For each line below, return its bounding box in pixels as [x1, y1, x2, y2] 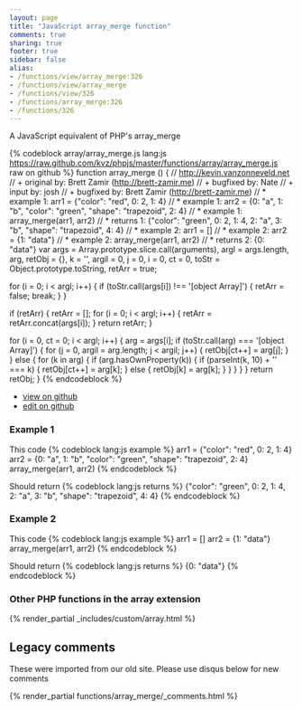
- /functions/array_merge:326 [9, 97, 124, 107]
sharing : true [9, 38, 63, 48]
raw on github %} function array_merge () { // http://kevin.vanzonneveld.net [9, 167, 290, 178]
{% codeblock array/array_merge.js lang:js [9, 148, 167, 159]
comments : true [9, 30, 67, 39]
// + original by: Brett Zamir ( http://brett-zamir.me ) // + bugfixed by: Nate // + [9, 177, 294, 188]
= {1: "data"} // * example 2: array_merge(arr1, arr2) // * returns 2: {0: [9, 234, 265, 245]
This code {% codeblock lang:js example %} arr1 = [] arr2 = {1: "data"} [9, 533, 271, 544]
